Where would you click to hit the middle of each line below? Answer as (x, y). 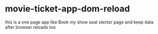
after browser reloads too (30, 27)
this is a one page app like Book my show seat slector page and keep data (79, 22)
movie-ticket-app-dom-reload (68, 9)
